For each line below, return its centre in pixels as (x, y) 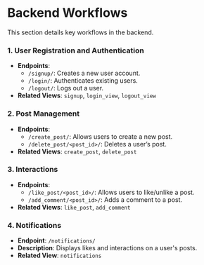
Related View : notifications (59, 256)
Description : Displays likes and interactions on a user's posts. (107, 248)
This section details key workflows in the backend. (81, 32)
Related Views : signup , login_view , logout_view (87, 95)
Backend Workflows (68, 13)
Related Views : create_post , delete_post (77, 151)
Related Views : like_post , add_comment (74, 207)
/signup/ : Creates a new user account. (84, 73)
